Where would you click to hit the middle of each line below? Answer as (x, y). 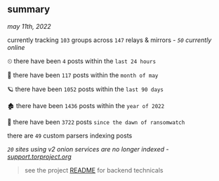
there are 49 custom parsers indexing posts (70, 135)
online (16, 47)
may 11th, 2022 (29, 26)
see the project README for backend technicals (94, 170)
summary (29, 9)
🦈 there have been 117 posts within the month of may (83, 75)
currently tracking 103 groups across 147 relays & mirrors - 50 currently (109, 40)
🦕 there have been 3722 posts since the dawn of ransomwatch (96, 122)
